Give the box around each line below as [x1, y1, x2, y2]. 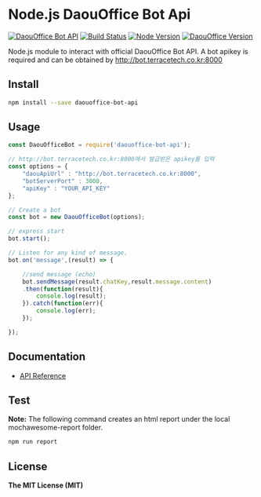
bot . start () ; [8, 235, 51, 243]
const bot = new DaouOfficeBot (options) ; [8, 214, 146, 221]
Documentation [8, 350, 86, 364]
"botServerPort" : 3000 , [22, 177, 103, 185]
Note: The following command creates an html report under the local [8, 415, 230, 424]
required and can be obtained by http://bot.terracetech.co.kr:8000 [8, 55, 223, 64]
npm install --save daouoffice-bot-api [8, 98, 139, 107]
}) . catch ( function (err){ [22, 300, 103, 308]
